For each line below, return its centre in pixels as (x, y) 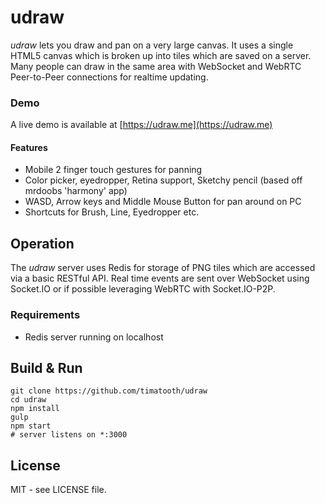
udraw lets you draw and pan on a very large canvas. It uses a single (152, 45)
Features (29, 147)
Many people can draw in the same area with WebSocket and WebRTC (156, 66)
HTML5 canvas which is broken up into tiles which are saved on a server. (161, 55)
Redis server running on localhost (94, 337)
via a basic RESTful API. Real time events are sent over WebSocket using (160, 278)
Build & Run (46, 367)
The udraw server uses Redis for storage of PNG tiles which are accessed (163, 268)
